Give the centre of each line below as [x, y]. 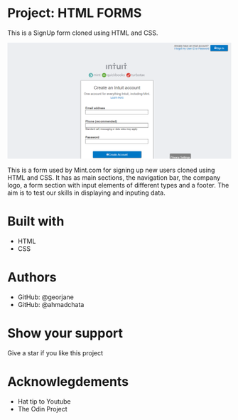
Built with [36, 221]
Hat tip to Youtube [44, 402]
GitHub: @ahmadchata [51, 305]
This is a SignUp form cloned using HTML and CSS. [83, 33]
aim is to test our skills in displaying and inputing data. [86, 193]
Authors [32, 278]
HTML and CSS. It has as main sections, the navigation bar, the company [114, 178]
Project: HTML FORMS [75, 13]
